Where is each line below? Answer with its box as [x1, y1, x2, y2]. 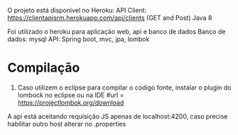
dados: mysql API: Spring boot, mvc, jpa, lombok [7, 35, 150, 43]
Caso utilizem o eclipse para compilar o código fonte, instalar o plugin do [17, 83, 232, 92]
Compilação [7, 60, 80, 76]
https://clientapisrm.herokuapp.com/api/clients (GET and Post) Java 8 [7, 13, 212, 22]
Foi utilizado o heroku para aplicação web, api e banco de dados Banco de [7, 28, 226, 36]
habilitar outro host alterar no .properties [7, 119, 126, 128]
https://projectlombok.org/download [17, 98, 124, 107]
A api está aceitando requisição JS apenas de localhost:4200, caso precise [7, 112, 228, 120]
